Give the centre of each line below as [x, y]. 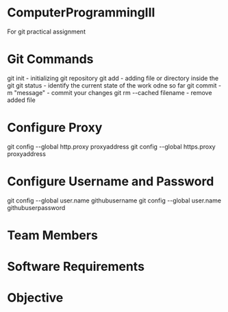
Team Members [52, 235]
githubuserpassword [36, 207]
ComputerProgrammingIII [81, 13]
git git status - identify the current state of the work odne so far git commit [112, 85]
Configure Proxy [55, 128]
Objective [35, 298]
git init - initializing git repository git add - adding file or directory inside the [113, 78]
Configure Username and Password [111, 181]
